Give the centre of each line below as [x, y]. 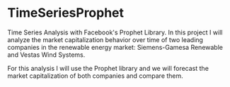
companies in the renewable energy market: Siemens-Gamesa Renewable [115, 47]
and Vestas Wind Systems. [46, 55]
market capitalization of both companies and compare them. [96, 76]
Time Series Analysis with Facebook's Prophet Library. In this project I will [115, 32]
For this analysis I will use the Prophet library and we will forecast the [108, 68]
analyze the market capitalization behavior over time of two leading [105, 39]
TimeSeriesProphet [66, 13]
